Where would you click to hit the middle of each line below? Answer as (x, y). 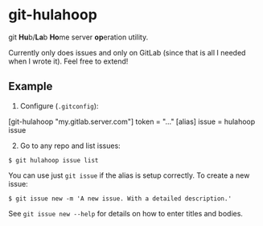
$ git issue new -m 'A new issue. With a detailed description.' (120, 199)
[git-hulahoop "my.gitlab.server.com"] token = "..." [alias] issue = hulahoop (132, 121)
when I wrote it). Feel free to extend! (68, 61)
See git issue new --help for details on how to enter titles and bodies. (126, 213)
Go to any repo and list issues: (70, 146)
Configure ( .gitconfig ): (59, 105)
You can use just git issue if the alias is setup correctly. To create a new (129, 175)
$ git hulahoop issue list (53, 160)
